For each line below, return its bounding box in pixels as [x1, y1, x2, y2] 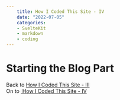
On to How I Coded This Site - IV [6, 87, 87, 95]
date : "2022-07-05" [17, 14, 65, 20]
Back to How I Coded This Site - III [6, 81, 90, 88]
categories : [17, 20, 46, 25]
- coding [17, 36, 38, 42]
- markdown [17, 31, 44, 37]
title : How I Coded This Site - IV [17, 8, 105, 15]
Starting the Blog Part [6, 62, 114, 75]
